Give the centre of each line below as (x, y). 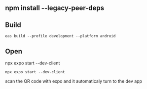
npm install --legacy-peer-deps (55, 8)
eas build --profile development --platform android (60, 36)
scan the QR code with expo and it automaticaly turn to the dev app (73, 81)
